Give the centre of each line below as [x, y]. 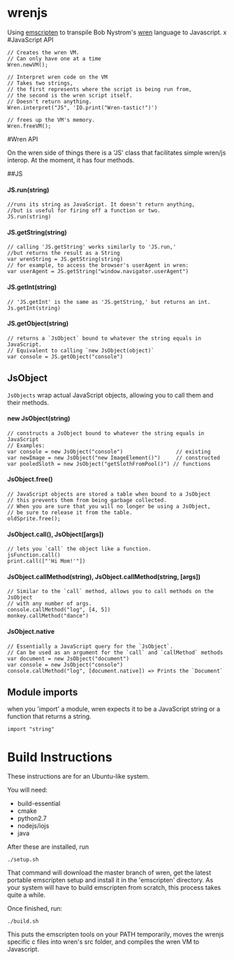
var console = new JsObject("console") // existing [109, 452]
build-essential [39, 804]
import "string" [31, 730]
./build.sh [23, 921]
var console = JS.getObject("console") [65, 356]
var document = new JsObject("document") [68, 659]
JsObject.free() [30, 479]
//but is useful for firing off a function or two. [84, 211]
